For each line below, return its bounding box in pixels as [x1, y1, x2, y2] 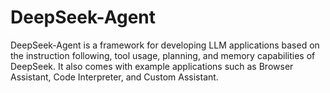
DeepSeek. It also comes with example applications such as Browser [10, 60, 294, 72]
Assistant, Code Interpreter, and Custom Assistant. [10, 71, 219, 83]
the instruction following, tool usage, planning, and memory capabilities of [10, 49, 316, 61]
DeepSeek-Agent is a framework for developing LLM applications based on [10, 39, 320, 51]
